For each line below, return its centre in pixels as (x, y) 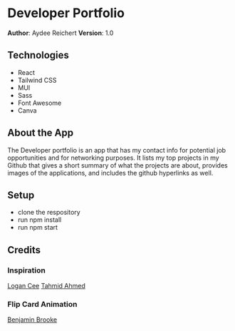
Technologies (38, 55)
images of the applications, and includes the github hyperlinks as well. (110, 173)
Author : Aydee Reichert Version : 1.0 (61, 33)
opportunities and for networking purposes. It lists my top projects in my (113, 158)
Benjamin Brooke (32, 320)
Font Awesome (40, 103)
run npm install (40, 220)
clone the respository (49, 213)
